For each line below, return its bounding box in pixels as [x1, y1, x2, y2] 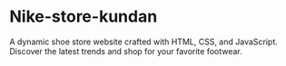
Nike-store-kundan [9, 6, 158, 27]
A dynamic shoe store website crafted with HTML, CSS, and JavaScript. [9, 36, 279, 47]
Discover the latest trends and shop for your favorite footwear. [9, 45, 242, 56]
